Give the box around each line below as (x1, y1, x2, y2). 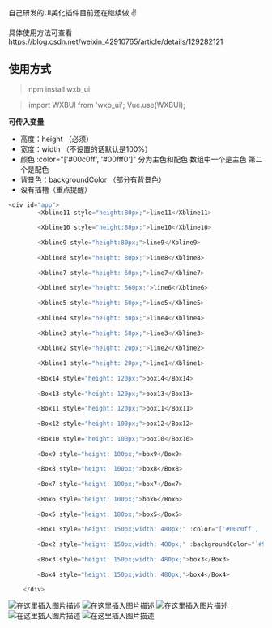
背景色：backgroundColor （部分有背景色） (19, 174, 166, 184)
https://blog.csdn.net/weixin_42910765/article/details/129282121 (8, 37, 223, 46)
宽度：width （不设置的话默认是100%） (19, 144, 152, 153)
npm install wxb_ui (28, 84, 91, 94)
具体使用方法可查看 (8, 28, 73, 37)
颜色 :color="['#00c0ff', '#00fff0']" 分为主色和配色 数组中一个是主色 (19, 154, 247, 164)
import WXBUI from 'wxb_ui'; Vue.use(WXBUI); (28, 100, 186, 110)
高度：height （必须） (19, 134, 94, 144)
